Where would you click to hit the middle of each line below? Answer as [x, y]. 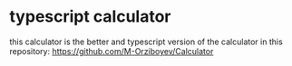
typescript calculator [90, 17]
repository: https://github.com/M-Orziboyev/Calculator [112, 51]
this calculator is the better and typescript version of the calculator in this [146, 42]
